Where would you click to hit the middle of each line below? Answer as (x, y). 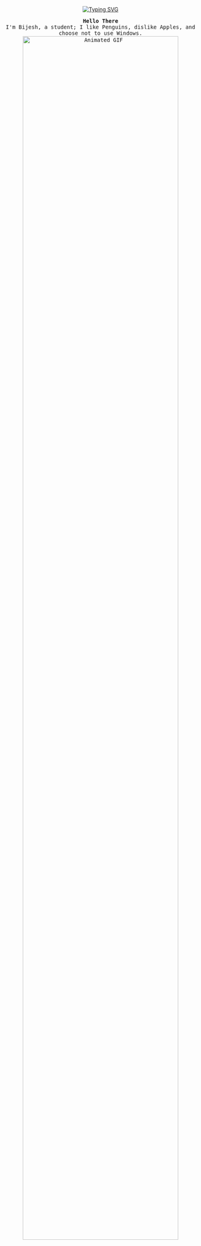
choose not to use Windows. (100, 33)
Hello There (100, 21)
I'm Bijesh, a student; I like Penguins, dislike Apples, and (100, 27)
